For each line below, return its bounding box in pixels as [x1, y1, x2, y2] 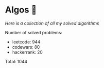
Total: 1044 [5, 58, 28, 64]
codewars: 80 [12, 44, 40, 50]
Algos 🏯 [5, 4, 37, 15]
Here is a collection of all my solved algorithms [5, 20, 100, 26]
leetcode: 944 [12, 39, 40, 45]
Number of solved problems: [5, 29, 62, 35]
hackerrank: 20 [12, 49, 43, 55]
